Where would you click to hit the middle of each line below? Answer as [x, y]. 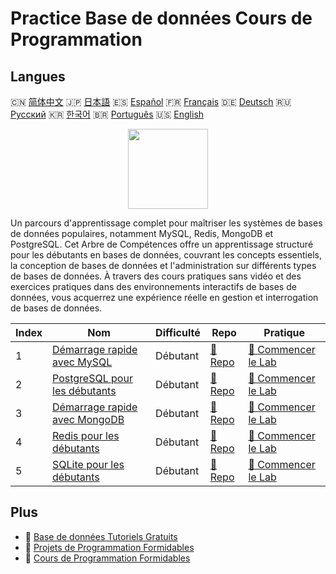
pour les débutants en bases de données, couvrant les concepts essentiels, [166, 255]
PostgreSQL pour [92, 378]
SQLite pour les [88, 464]
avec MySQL [82, 362]
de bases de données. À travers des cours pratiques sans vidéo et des [156, 276]
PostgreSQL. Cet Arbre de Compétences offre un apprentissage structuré [162, 244]
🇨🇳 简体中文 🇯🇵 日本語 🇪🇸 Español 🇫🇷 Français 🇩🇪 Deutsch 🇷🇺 [151, 101]
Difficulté [178, 332]
